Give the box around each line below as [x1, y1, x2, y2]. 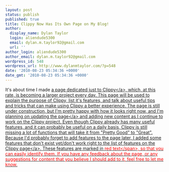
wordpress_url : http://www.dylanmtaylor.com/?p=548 [5, 63, 116, 68]
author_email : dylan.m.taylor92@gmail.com [5, 54, 96, 59]
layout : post [5, 7, 33, 13]
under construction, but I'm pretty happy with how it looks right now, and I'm [5, 108, 164, 114]
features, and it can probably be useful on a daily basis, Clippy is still [5, 124, 147, 130]
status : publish [5, 12, 39, 17]
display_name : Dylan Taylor [10, 31, 69, 36]
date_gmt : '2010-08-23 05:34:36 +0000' [5, 73, 89, 78]
